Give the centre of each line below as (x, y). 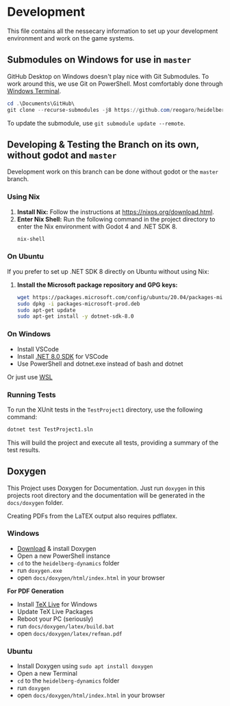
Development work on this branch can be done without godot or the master (113, 172)
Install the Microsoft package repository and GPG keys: (97, 285)
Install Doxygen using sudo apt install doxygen (85, 666)
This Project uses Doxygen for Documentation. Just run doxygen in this (106, 488)
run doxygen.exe (40, 570)
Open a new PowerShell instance (64, 556)
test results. (24, 449)
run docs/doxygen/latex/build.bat (66, 626)
